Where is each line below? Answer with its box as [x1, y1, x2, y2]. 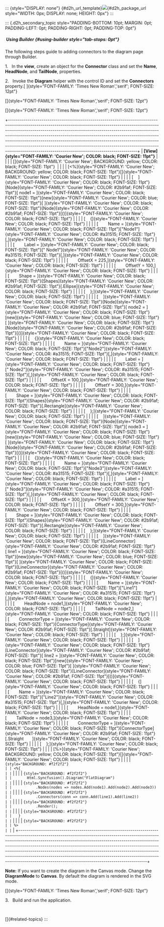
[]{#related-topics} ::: [5, 916, 48, 922]
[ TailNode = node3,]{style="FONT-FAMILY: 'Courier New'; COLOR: [5, 715, 149, 720]
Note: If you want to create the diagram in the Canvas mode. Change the [5, 868, 152, 874]
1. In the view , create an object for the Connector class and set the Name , [5, 63, 158, 69]
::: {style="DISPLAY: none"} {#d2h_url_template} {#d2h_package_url [5, 5, 146, 11]
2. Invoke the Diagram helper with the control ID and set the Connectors [5, 78, 154, 84]
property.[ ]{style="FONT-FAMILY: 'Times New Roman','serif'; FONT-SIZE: [5, 83, 154, 89]
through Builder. [5, 54, 38, 60]
